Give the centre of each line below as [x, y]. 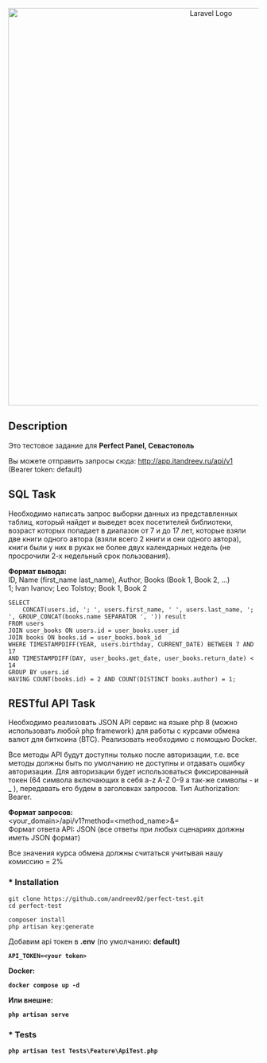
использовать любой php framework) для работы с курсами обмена [124, 731]
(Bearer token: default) [45, 469]
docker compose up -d [44, 985]
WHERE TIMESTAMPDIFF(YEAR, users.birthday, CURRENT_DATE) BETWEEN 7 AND [131, 644]
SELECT [19, 603]
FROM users [26, 623]
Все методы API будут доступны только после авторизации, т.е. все [124, 755]
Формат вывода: [38, 571]
